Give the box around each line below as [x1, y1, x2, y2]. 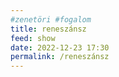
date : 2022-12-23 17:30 [10, 42, 110, 53]
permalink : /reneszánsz [10, 52, 110, 62]
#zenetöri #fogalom [10, 14, 92, 25]
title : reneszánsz [10, 24, 87, 34]
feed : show [10, 33, 56, 43]
